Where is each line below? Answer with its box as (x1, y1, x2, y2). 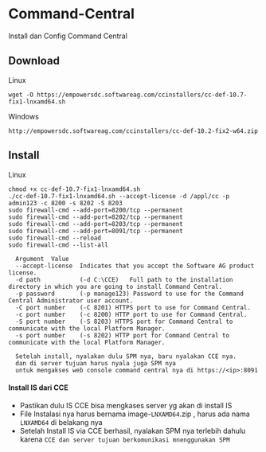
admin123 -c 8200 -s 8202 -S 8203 (8, 199, 123, 207)
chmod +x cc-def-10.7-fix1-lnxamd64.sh (8, 185, 141, 193)
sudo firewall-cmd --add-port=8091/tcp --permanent (8, 227, 183, 235)
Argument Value (15, 255, 69, 263)
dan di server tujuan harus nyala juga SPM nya (15, 359, 177, 367)
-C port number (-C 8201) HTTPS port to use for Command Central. (15, 303, 251, 311)
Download (8, 54, 60, 68)
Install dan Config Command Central (8, 31, 127, 41)
